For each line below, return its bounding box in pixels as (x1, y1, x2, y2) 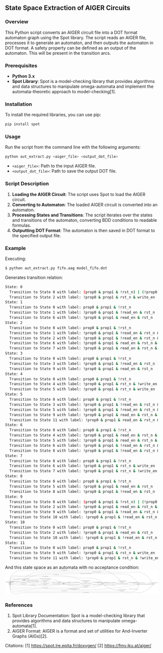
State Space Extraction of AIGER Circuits (5, 4, 130, 12)
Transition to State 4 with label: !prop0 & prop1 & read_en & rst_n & (9, 433, 158, 438)
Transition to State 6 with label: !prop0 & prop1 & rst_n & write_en (9, 463, 155, 469)
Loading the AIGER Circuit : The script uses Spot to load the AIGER (12, 191, 146, 197)
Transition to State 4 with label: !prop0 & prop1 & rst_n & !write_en (9, 382, 158, 387)
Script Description (5, 180, 49, 187)
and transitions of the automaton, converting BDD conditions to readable (12, 217, 157, 223)
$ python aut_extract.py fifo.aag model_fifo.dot (5, 265, 108, 271)
